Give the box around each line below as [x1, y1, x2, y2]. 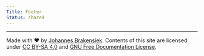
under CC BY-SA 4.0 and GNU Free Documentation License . [6, 43, 157, 50]
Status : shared [6, 14, 45, 20]
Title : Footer [6, 8, 42, 15]
